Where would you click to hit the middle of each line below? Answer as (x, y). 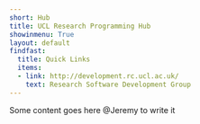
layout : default (40, 43)
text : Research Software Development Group (109, 84)
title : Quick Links (54, 59)
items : (30, 68)
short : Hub (30, 18)
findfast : (28, 51)
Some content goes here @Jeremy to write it (92, 110)
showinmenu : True (42, 34)
